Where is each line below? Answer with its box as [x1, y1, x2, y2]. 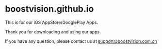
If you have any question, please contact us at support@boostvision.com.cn [5, 38, 157, 44]
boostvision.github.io [5, 3, 94, 15]
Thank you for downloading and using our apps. [5, 29, 101, 34]
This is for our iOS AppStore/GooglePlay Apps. [5, 19, 98, 25]
